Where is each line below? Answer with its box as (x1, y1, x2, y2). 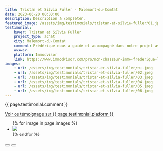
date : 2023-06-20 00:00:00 (5, 12, 60, 17)
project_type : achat (14, 34, 55, 39)
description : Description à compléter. (5, 16, 86, 21)
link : (14, 57, 25, 62)
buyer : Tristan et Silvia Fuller (14, 30, 81, 34)
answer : (14, 48, 29, 52)
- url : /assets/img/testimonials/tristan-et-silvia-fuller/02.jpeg (14, 70, 153, 75)
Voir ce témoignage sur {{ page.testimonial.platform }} (5, 111, 114, 117)
